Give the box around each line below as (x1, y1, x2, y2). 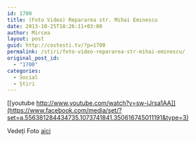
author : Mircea (7, 29, 51, 36)
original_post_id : (7, 55, 60, 62)
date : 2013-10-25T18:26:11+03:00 (7, 23, 103, 29)
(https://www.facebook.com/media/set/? (7, 106, 122, 115)
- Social (13, 73, 38, 81)
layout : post (7, 36, 45, 43)
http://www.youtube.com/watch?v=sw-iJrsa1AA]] (36, 99, 176, 107)
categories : (7, 67, 41, 74)
